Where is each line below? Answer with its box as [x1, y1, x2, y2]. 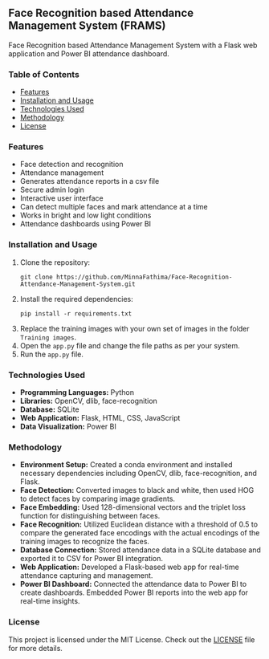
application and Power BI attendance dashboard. [8, 48, 170, 59]
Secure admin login [19, 185, 84, 195]
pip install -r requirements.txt [19, 309, 132, 318]
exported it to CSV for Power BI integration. [19, 554, 163, 563]
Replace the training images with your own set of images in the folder [19, 323, 251, 333]
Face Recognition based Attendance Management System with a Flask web [8, 40, 258, 50]
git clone [19, 273, 54, 281]
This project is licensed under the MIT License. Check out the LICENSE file [8, 634, 255, 645]
